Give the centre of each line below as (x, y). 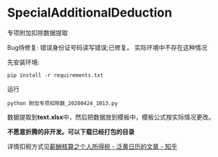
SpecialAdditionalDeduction (90, 13)
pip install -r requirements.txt (55, 75)
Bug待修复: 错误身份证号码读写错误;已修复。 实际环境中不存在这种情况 (107, 47)
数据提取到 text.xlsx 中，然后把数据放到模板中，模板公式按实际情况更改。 (111, 117)
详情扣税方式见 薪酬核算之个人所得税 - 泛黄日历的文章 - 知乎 (92, 146)
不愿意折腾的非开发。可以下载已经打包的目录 (71, 131)
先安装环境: (24, 62)
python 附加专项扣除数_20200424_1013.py (63, 103)
